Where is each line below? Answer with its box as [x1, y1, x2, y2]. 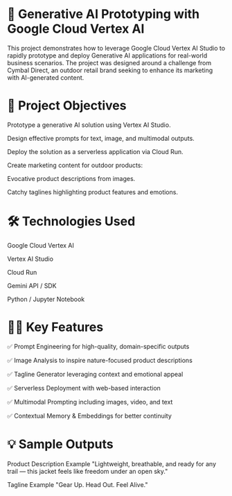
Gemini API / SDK [7, 281, 57, 290]
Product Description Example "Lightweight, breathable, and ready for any [7, 459, 217, 468]
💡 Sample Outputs [7, 436, 114, 452]
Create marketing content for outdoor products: [7, 161, 143, 169]
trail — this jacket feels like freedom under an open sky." [7, 467, 168, 475]
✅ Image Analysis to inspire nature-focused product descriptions [7, 356, 193, 364]
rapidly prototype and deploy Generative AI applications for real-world [7, 51, 208, 60]
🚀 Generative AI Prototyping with [7, 6, 199, 22]
